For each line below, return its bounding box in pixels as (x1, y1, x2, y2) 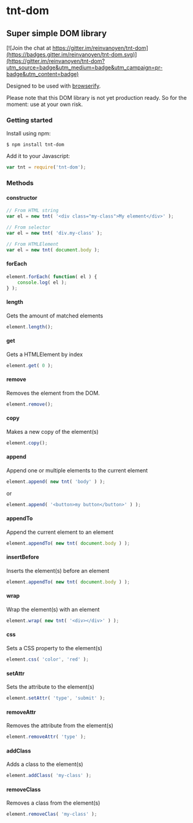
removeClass (6, 786, 41, 793)
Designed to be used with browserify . (6, 82, 101, 89)
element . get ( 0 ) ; (6, 362, 53, 368)
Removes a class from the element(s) (6, 799, 100, 806)
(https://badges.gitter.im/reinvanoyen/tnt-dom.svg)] (6, 51, 137, 58)
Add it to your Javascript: (6, 153, 70, 160)
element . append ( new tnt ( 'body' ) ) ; (6, 479, 105, 485)
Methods (6, 179, 34, 188)
